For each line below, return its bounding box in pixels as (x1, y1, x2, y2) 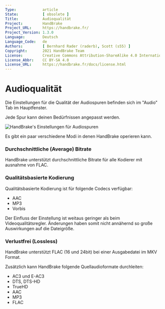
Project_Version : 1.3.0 (5, 30, 54, 35)
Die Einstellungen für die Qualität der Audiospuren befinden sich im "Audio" (5, 99, 158, 106)
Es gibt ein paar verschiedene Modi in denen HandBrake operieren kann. (5, 133, 152, 139)
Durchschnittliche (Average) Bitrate (5, 146, 92, 153)
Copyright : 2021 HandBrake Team (5, 48, 84, 53)
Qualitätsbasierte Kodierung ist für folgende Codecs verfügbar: (5, 185, 133, 191)
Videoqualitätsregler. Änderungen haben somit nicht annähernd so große (5, 220, 153, 226)
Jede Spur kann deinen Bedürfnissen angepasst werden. (5, 114, 120, 121)
